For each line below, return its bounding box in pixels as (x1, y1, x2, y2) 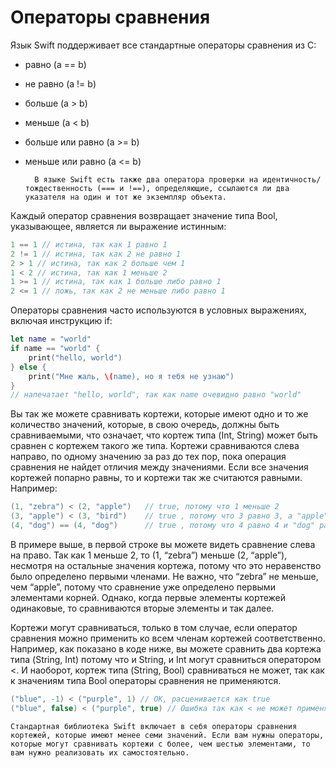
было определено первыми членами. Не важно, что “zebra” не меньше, (10, 570, 319, 582)
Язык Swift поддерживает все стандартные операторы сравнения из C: (10, 39, 317, 51)
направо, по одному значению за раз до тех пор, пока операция (10, 451, 287, 463)
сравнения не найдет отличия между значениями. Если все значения (10, 461, 309, 473)
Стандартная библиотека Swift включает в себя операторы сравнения (10, 721, 298, 731)
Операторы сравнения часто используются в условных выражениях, (10, 304, 307, 316)
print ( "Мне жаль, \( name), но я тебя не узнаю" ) (28, 371, 235, 381)
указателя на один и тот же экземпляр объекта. (24, 192, 227, 202)
